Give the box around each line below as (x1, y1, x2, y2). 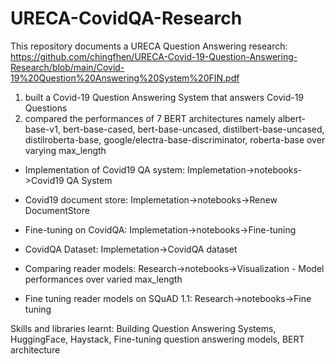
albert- (277, 112, 306, 124)
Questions (24, 102, 68, 114)
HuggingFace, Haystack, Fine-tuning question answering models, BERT (10, 333, 305, 345)
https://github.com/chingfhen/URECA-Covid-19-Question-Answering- (10, 50, 298, 62)
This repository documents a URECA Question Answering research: (10, 40, 288, 52)
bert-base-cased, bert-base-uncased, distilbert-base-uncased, (62, 123, 325, 135)
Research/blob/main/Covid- (10, 61, 125, 73)
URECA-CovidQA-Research (10, 7, 243, 30)
